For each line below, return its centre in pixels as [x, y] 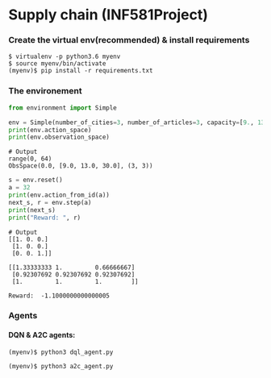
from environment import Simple [63, 108]
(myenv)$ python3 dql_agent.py [61, 352]
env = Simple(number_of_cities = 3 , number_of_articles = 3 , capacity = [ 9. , [131, 123]
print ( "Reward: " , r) [45, 218]
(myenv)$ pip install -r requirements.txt [81, 71]
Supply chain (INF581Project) [108, 15]
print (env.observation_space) [59, 137]
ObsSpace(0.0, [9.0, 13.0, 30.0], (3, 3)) [81, 166]
